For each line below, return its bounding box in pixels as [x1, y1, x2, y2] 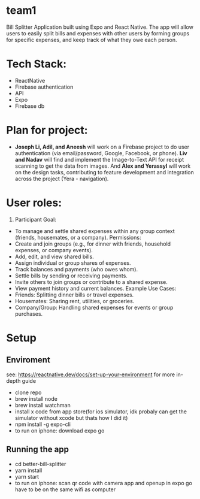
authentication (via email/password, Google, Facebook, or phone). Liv [14, 149, 187, 156]
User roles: [6, 196, 62, 210]
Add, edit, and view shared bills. [14, 253, 94, 260]
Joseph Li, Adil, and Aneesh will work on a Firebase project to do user [14, 143, 190, 150]
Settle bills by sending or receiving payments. [14, 272, 128, 279]
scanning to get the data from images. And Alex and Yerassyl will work [14, 162, 191, 170]
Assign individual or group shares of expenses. [14, 259, 131, 267]
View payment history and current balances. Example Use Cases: [14, 285, 177, 292]
